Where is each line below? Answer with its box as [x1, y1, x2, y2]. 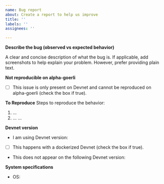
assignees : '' [5, 26, 35, 31]
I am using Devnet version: [12, 135, 68, 141]
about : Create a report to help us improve [5, 12, 98, 17]
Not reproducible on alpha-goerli [5, 75, 76, 81]
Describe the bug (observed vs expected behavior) [5, 44, 115, 50]
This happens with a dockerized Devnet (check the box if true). [12, 144, 144, 150]
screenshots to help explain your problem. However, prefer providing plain [5, 59, 159, 66]
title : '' [5, 17, 26, 22]
